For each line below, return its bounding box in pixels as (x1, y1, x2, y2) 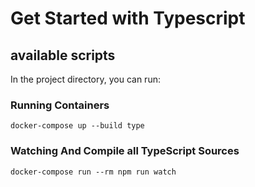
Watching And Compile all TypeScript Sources (10, 144, 240, 158)
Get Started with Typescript (10, 7, 246, 30)
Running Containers (10, 98, 110, 112)
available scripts (10, 47, 116, 64)
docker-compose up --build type (10, 121, 145, 131)
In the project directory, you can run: (10, 73, 161, 85)
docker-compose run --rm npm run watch (10, 167, 177, 177)
